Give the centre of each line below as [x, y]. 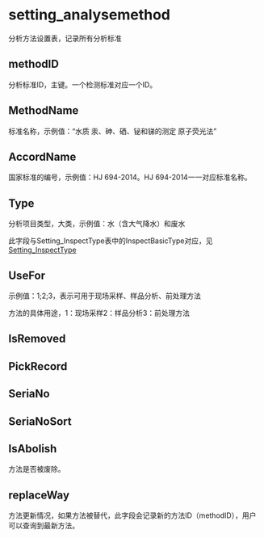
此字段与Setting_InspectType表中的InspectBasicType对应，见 [111, 241]
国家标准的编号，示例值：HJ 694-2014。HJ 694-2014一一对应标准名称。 [130, 177]
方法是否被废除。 [37, 469]
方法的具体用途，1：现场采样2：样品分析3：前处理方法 [99, 313]
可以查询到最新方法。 [44, 526]
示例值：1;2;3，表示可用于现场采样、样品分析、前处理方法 [105, 296]
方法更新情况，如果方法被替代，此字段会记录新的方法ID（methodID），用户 [132, 515]
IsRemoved [37, 339]
